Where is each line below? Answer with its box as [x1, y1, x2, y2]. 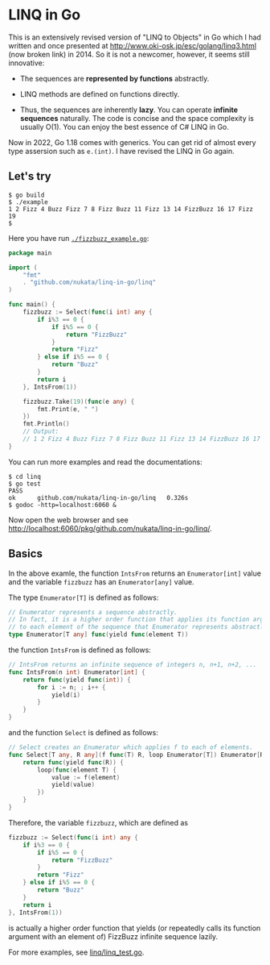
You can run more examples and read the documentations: [8, 457, 202, 467]
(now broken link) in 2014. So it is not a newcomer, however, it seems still [8, 49, 251, 59]
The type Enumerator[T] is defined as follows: [8, 593, 159, 602]
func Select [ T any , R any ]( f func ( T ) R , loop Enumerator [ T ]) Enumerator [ [8, 751, 261, 759]
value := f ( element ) [51, 773, 121, 781]
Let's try [8, 169, 51, 183]
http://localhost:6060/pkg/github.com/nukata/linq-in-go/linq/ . [8, 523, 213, 533]
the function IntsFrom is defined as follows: [8, 645, 151, 655]
